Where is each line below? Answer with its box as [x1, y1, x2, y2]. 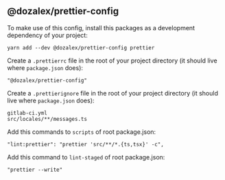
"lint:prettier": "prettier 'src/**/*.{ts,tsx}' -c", [7, 141, 165, 148]
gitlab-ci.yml [7, 109, 48, 116]
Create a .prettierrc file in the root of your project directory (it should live [7, 56, 217, 65]
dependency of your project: [7, 31, 88, 39]
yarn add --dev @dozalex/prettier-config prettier [7, 44, 155, 51]
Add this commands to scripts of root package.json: [7, 127, 156, 136]
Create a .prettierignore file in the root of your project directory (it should [7, 89, 218, 97]
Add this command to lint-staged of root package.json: [7, 153, 165, 161]
